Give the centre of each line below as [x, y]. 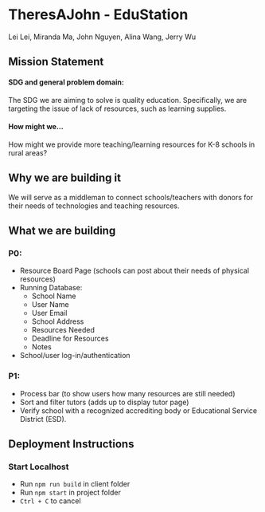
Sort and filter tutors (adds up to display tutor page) [104, 402]
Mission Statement [56, 62]
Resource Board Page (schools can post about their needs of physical [134, 271]
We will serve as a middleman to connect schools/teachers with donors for [131, 197]
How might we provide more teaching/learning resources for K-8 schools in [132, 144]
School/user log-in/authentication [75, 356]
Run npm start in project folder [70, 493]
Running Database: [51, 288]
